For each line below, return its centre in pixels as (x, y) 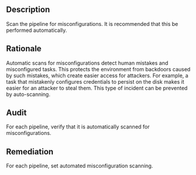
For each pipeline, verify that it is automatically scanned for (78, 127)
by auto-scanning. (28, 94)
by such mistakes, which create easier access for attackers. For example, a (97, 75)
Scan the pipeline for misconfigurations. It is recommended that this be (92, 24)
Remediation (30, 152)
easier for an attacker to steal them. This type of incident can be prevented (97, 88)
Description (28, 10)
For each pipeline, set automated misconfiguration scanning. (79, 166)
